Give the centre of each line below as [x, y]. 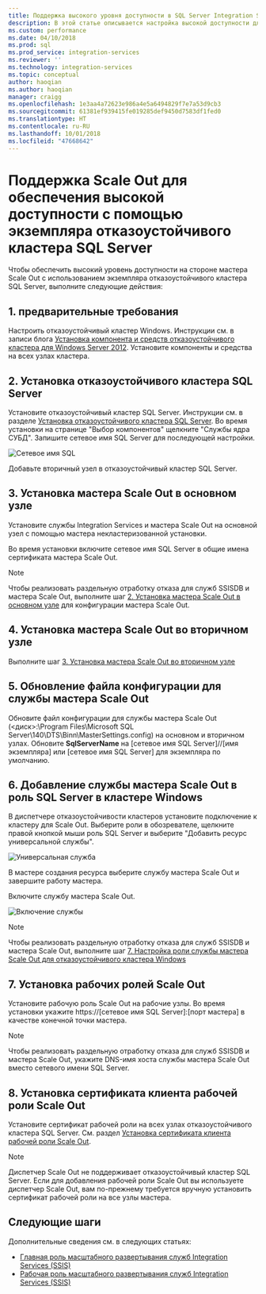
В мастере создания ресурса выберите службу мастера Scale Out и [124, 872]
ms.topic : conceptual [44, 75]
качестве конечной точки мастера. [68, 1020]
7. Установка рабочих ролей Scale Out [107, 984]
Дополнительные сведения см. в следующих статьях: [100, 1241]
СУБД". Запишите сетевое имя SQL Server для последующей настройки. [132, 438]
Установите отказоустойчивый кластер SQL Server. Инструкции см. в [125, 413]
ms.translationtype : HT [47, 119]
